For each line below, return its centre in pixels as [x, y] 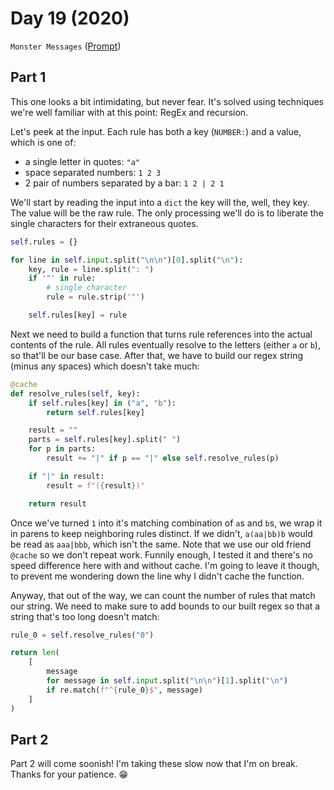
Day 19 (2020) [70, 18]
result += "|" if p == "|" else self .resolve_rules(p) [163, 458]
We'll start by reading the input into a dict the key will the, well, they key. [160, 202]
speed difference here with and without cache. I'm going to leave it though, [165, 565]
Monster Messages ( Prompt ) [66, 46]
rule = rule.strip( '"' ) [95, 297]
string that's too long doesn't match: [85, 616]
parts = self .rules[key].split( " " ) [105, 440]
